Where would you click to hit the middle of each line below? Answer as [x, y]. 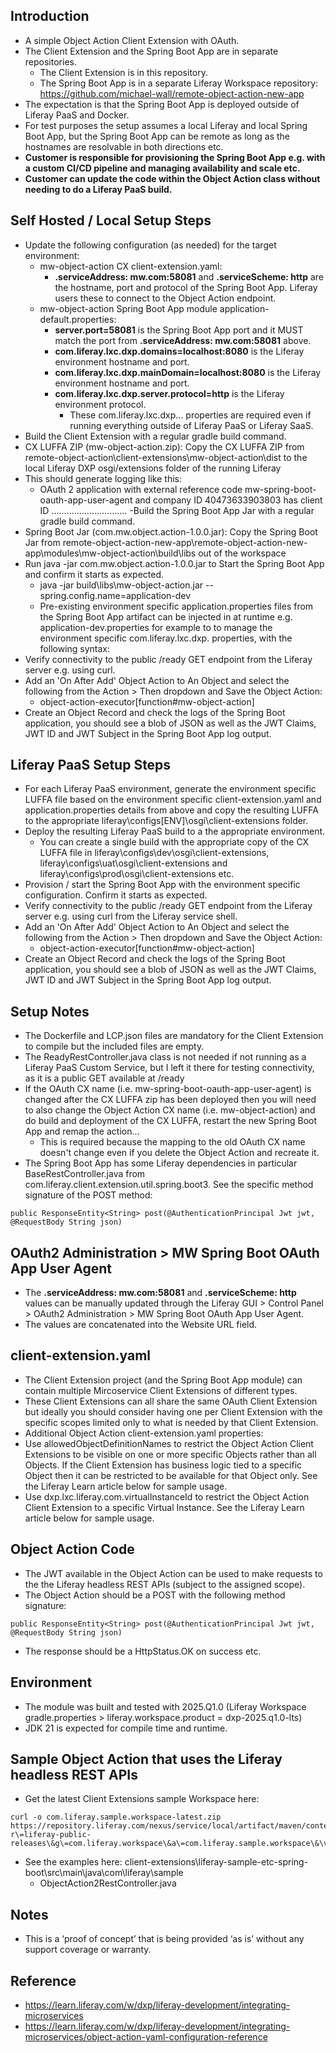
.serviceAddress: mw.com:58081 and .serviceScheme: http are [189, 276]
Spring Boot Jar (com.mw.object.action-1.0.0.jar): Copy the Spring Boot [171, 531]
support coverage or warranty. [88, 1950]
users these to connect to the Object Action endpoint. [165, 298]
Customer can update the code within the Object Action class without [172, 178]
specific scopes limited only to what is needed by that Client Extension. [171, 1422]
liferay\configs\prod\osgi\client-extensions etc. [137, 874]
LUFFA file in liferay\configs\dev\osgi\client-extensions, [154, 853]
